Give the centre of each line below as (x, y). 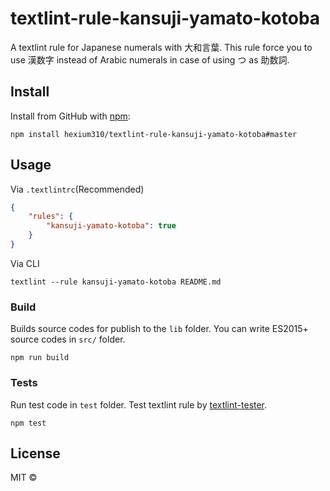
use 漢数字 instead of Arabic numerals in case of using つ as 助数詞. (150, 59)
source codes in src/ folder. (68, 339)
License (35, 453)
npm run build (40, 358)
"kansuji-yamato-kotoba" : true (111, 226)
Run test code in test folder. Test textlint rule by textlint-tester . (139, 404)
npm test (28, 423)
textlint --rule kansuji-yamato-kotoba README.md (116, 282)
